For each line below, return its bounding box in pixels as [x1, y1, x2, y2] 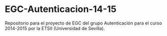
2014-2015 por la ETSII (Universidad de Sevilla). [5, 25, 105, 31]
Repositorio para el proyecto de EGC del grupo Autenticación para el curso [5, 20, 162, 26]
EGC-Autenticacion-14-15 [5, 3, 117, 15]
